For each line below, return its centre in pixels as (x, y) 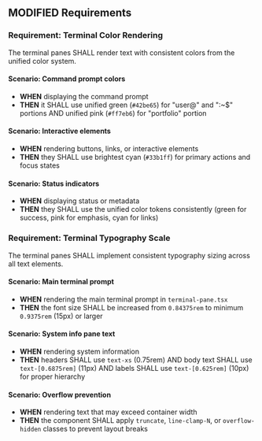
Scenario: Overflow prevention (60, 395)
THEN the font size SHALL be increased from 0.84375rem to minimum (131, 307)
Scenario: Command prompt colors (67, 79)
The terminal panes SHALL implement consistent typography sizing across (129, 255)
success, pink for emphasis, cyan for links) (89, 218)
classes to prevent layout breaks (95, 429)
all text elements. (36, 264)
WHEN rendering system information (79, 351)
